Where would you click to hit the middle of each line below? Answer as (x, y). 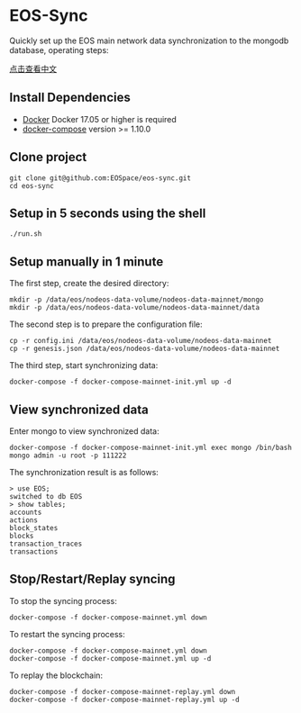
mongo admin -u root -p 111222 (68, 456)
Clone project (48, 157)
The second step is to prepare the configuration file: (106, 324)
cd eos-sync (32, 185)
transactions (34, 552)
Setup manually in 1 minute (87, 262)
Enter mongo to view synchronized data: (84, 431)
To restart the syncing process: (68, 634)
